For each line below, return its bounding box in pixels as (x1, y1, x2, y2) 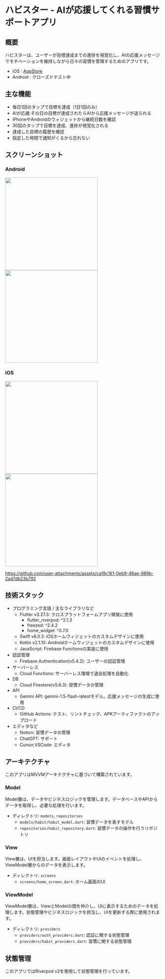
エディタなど (12, 723, 38, 729)
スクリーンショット (5, 151, 63, 159)
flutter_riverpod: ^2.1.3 (27, 617, 72, 623)
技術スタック (5, 591, 44, 599)
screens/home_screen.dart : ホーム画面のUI (19, 879, 106, 885)
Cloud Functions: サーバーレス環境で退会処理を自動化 (19, 670, 129, 676)
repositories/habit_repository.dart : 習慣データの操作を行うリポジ (19, 825, 158, 831)
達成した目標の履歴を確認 (12, 128, 65, 134)
